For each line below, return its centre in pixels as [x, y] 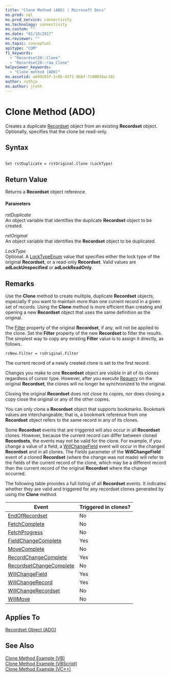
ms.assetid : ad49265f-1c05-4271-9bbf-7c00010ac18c [60, 77]
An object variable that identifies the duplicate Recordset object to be [79, 221]
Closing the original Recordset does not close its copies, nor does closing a [85, 394]
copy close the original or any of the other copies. [58, 399]
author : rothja [21, 82]
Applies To [23, 617]
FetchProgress [26, 532]
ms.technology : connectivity [36, 24]
